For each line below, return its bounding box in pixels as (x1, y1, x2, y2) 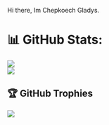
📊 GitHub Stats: (7, 32, 103, 48)
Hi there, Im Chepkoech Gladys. (7, 6, 100, 14)
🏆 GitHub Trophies (7, 88, 94, 100)
